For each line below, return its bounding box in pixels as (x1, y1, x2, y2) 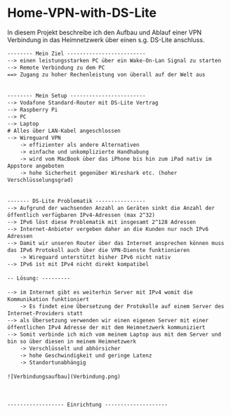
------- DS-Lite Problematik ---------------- (7, 197, 146, 204)
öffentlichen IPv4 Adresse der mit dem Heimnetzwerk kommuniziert (7, 324, 206, 331)
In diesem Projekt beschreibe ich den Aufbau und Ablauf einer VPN (7, 28, 202, 37)
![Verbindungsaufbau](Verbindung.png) (7, 373, 121, 380)
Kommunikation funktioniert (7, 296, 90, 303)
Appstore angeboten (7, 162, 65, 169)
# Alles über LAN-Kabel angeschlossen (7, 127, 121, 134)
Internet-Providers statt (7, 310, 83, 317)
